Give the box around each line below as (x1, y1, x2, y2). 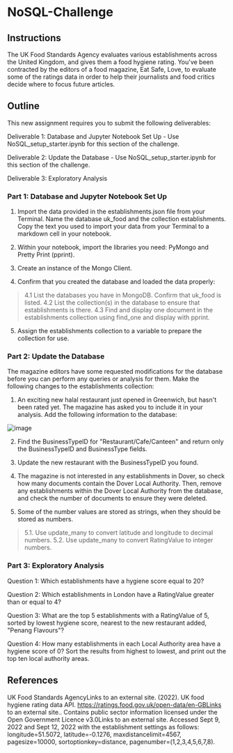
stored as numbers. (17, 515, 74, 524)
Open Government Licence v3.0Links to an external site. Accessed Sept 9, (7, 715, 220, 724)
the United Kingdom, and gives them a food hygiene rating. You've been (7, 58, 214, 66)
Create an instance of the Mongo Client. (17, 264, 132, 273)
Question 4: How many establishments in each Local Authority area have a (7, 639, 221, 648)
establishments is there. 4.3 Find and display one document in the (24, 306, 214, 314)
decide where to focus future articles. (7, 80, 115, 88)
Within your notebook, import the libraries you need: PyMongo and (17, 243, 209, 252)
